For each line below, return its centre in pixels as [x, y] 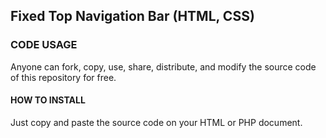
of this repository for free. [63, 77]
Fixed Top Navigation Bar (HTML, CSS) [132, 16]
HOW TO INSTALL [48, 100]
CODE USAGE [44, 45]
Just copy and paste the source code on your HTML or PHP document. [156, 122]
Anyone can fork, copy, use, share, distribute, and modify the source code [163, 66]
